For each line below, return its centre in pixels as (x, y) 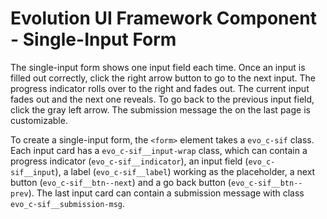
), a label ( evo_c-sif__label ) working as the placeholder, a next (185, 171)
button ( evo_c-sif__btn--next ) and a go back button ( (121, 182)
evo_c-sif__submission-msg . (68, 203)
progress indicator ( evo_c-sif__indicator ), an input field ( (129, 161)
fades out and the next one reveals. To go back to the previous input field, (162, 99)
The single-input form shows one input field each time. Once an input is (158, 67)
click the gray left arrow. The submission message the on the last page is (160, 109)
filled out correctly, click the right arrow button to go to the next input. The (163, 78)
